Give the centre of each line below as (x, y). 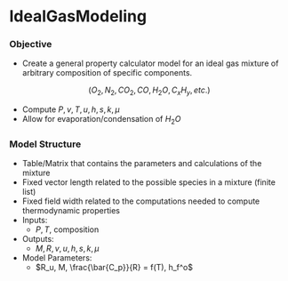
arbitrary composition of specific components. (107, 73)
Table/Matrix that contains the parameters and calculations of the (142, 164)
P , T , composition (67, 229)
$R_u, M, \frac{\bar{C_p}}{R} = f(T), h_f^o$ (114, 268)
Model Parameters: (57, 258)
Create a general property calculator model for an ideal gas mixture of (150, 63)
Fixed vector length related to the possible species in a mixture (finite (148, 182)
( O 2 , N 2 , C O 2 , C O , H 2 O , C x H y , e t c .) (149, 91)
